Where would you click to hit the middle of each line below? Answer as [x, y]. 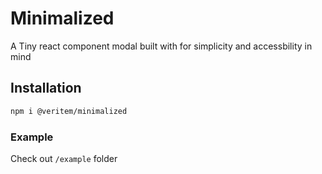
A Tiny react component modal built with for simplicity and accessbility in [161, 46]
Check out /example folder [64, 158]
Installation [46, 88]
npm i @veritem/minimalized [69, 111]
